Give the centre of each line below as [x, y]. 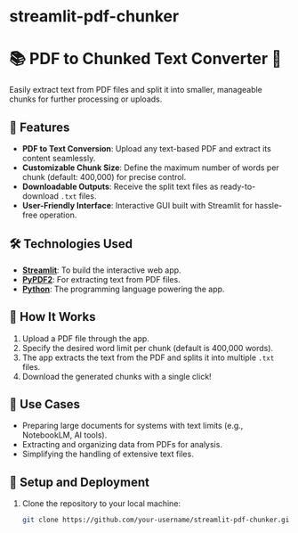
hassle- [269, 205]
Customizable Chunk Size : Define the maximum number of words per [151, 168]
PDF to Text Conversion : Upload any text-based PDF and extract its [146, 148]
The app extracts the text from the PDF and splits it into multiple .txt [148, 357]
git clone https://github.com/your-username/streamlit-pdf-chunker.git [157, 520]
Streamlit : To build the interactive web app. [101, 270]
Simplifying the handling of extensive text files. [108, 454]
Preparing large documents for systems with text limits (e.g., [133, 426]
